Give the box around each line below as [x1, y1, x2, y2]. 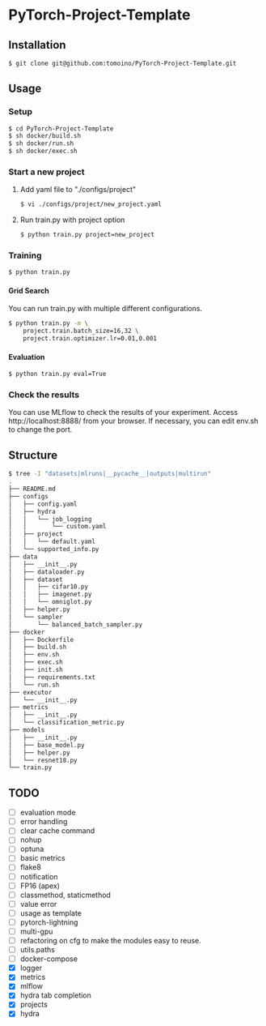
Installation [8, 38, 66, 52]
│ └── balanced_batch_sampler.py [8, 620, 143, 629]
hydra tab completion [19, 990, 91, 1000]
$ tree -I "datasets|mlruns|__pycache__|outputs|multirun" [8, 470, 212, 478]
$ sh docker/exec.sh [8, 147, 78, 156]
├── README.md [8, 485, 57, 494]
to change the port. [8, 425, 73, 434]
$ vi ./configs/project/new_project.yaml [19, 200, 163, 208]
